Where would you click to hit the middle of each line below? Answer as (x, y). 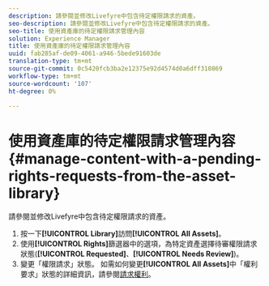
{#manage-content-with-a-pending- (135, 158)
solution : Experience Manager (60, 38)
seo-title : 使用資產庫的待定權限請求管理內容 (77, 31)
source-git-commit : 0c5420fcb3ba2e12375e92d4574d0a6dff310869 (115, 69)
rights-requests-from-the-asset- (122, 176)
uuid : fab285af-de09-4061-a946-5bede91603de (85, 53)
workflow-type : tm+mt (45, 76)
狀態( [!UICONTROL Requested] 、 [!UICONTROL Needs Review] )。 (132, 254)
